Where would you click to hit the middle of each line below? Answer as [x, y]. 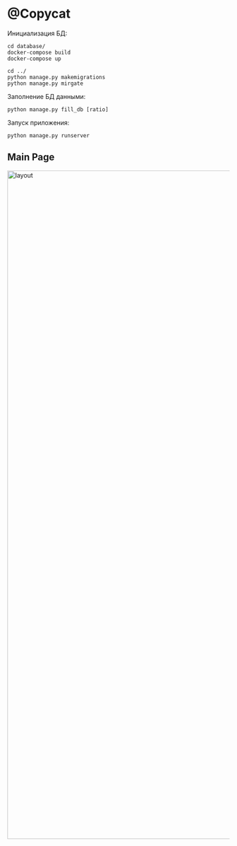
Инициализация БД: [37, 33]
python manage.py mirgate [45, 83]
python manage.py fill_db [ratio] [58, 109]
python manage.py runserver [49, 135]
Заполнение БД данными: [47, 96]
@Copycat [39, 14]
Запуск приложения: [38, 122]
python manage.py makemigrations [56, 77]
